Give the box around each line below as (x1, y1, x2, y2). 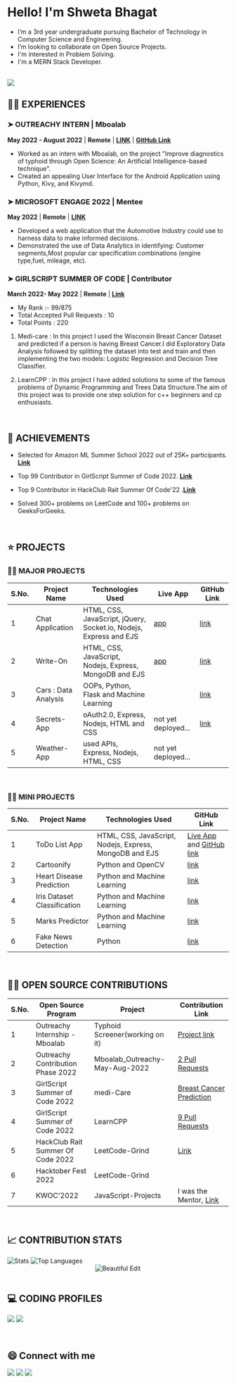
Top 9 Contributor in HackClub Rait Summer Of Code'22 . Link (17, 486, 197, 494)
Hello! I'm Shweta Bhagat (7, 4, 158, 20)
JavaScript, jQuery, (83, 614, 146, 624)
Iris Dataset (36, 892, 74, 902)
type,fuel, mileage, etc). (17, 256, 86, 265)
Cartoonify (36, 860, 72, 870)
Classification (36, 900, 81, 910)
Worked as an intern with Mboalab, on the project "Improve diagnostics (17, 149, 224, 158)
